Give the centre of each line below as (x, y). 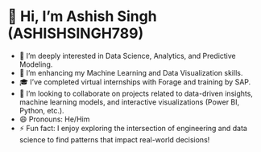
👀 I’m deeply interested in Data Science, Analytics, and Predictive (128, 55)
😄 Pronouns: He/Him (54, 119)
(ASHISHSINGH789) (76, 33)
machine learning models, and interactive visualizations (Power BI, (129, 102)
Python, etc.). (42, 110)
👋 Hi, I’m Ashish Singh (83, 16)
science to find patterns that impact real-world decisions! (114, 139)
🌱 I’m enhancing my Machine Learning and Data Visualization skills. (131, 72)
